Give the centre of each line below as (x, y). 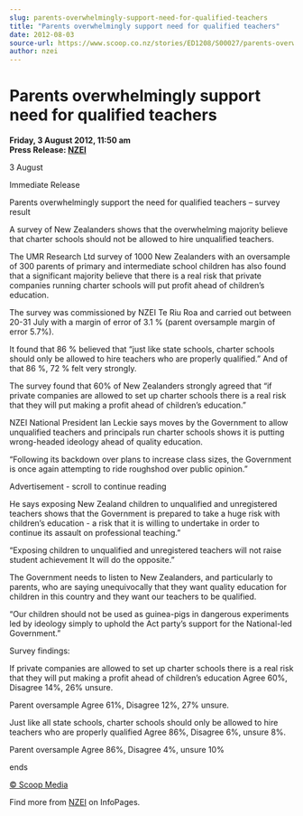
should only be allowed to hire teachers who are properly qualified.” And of (149, 359)
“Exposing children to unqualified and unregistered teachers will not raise (146, 550)
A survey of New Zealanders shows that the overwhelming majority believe (149, 230)
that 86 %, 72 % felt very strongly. (73, 369)
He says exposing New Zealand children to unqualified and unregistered (143, 504)
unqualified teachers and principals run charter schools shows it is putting (147, 432)
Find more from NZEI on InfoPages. (75, 802)
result (20, 212)
